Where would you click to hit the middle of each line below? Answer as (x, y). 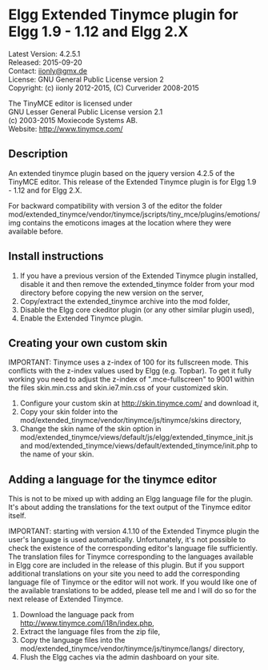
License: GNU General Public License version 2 (86, 79)
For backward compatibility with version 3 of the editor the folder (115, 205)
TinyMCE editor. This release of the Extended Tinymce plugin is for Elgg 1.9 (132, 181)
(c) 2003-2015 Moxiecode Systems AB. (73, 120)
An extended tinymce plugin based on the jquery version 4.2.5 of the (122, 173)
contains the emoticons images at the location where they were (127, 222)
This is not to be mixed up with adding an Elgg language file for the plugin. (131, 499)
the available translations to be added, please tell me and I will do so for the (132, 591)
